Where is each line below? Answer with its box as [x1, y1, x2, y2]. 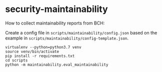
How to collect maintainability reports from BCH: [5, 20, 105, 26]
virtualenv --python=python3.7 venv [5, 44, 81, 49]
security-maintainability [5, 3, 108, 15]
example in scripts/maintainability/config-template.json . [5, 35, 129, 41]
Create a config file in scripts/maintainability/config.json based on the [5, 29, 157, 35]
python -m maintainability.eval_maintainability [5, 62, 108, 67]
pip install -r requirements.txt [5, 53, 75, 58]
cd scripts [5, 57, 28, 63]
